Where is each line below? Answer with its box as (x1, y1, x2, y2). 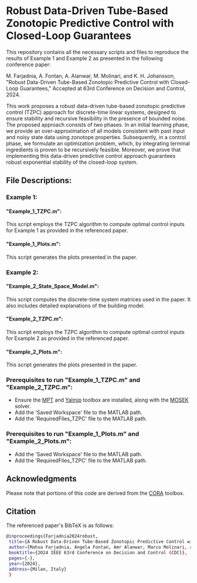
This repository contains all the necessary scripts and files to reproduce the (6, 48, 189, 55)
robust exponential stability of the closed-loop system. (6, 159, 138, 166)
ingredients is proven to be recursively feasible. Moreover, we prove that (6, 146, 181, 153)
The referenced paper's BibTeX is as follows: (6, 522, 114, 529)
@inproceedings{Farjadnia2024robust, (6, 533, 98, 540)
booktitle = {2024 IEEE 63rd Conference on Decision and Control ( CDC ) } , (8, 550, 188, 556)
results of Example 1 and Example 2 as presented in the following (6, 55, 163, 62)
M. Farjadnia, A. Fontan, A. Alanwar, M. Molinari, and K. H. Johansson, (6, 72, 175, 79)
